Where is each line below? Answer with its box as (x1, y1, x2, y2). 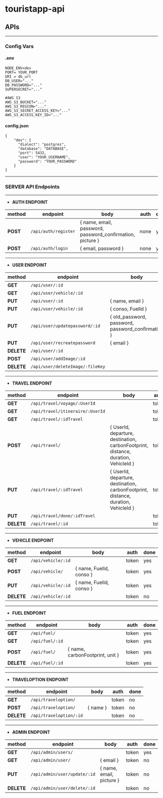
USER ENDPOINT (12, 262, 47, 268)
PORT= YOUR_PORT (5, 70, 38, 75)
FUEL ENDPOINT (12, 610, 47, 616)
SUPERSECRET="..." (5, 87, 42, 92)
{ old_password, (110, 313, 147, 320)
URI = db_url (5, 74, 32, 79)
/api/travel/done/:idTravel (31, 513, 96, 518)
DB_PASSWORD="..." (5, 83, 42, 88)
